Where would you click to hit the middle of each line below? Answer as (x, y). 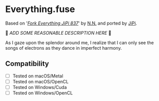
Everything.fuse (40, 9)
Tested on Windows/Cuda (39, 87)
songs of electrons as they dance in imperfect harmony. (64, 48)
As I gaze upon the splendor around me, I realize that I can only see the (79, 42)
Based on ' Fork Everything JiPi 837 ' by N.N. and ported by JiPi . (71, 23)
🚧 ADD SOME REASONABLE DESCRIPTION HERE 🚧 (58, 33)
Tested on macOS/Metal (38, 76)
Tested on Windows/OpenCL (43, 93)
